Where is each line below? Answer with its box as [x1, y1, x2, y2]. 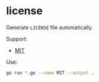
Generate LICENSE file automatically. [6, 24, 94, 31]
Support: [6, 35, 28, 42]
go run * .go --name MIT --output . [6, 70, 94, 75]
